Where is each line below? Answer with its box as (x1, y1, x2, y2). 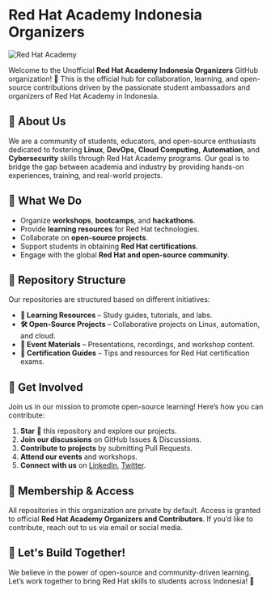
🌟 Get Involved (8, 380, 83, 394)
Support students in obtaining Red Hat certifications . (19, 241, 198, 251)
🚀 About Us (8, 115, 66, 129)
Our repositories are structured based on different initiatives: (8, 295, 210, 304)
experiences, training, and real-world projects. (8, 170, 163, 180)
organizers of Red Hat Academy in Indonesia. (8, 91, 159, 100)
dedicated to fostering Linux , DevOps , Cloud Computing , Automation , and (8, 144, 260, 155)
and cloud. (19, 331, 57, 341)
